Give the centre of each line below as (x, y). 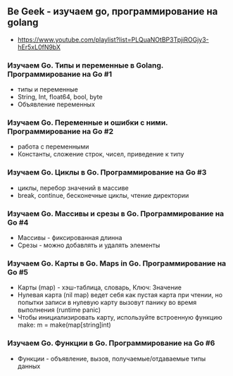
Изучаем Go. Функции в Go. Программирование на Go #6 (111, 343)
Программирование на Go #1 (60, 74)
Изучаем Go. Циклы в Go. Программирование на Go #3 (107, 173)
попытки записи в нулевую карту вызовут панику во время (107, 303)
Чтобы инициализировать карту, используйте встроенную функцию (120, 318)
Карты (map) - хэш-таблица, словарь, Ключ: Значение (99, 287)
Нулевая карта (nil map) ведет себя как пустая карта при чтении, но (120, 295)
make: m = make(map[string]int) (64, 325)
